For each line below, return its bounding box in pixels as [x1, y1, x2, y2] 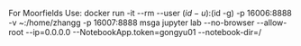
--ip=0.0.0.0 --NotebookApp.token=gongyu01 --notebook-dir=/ [25, 27, 262, 37]
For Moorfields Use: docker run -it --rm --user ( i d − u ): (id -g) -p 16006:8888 [8, 8, 292, 18]
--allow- [256, 17, 287, 28]
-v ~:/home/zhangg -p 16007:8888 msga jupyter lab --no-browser [8, 17, 255, 28]
